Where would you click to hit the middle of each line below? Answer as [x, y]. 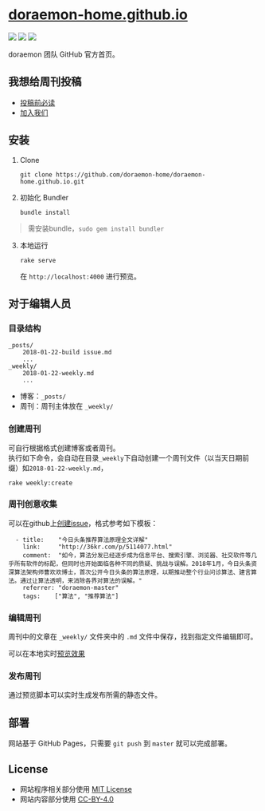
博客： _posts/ [43, 396]
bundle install [45, 212]
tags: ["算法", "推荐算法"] [71, 596]
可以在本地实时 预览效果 [47, 654]
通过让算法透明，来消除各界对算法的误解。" [81, 580]
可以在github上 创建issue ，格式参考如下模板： [83, 523]
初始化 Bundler [44, 197]
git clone [36, 174]
